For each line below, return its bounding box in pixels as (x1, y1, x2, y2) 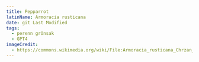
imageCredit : (6, 42, 38, 48)
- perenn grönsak (11, 31, 54, 37)
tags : (6, 25, 20, 31)
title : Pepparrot (6, 8, 49, 15)
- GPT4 (11, 36, 28, 42)
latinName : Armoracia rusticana (6, 14, 86, 20)
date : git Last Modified (6, 19, 68, 25)
